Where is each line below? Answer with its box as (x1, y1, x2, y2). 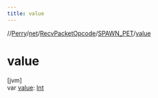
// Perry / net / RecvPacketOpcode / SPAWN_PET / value (7, 29, 151, 37)
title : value (7, 10, 45, 17)
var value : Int (7, 84, 44, 92)
